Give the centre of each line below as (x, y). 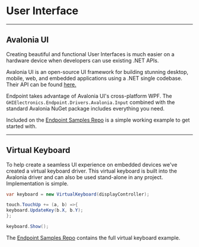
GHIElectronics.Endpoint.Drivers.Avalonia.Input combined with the (91, 102)
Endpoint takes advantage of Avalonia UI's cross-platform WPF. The (89, 96)
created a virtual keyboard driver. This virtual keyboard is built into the (92, 171)
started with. (22, 126)
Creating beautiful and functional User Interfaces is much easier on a (90, 54)
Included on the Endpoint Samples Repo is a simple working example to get (98, 120)
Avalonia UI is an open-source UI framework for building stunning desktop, (97, 71)
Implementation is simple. (37, 183)
